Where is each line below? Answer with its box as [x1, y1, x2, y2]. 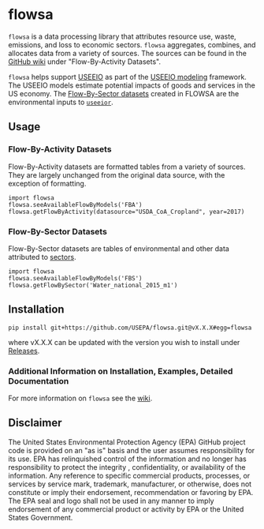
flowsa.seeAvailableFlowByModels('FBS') [8, 274, 143, 282]
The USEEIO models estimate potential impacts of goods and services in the [8, 81, 256, 90]
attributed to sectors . [8, 252, 76, 261]
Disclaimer [8, 416, 62, 430]
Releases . [8, 346, 40, 355]
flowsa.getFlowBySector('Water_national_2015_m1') [8, 281, 178, 289]
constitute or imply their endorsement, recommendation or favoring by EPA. [8, 487, 254, 497]
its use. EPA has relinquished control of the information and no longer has [8, 454, 247, 463]
